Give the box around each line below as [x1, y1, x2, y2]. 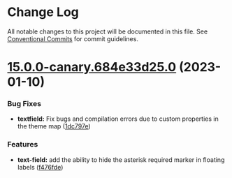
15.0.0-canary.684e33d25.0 [7, 59, 177, 75]
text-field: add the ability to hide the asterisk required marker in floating [17, 155, 225, 164]
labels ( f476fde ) [17, 163, 64, 171]
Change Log [7, 4, 79, 20]
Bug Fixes [7, 99, 42, 109]
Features [7, 140, 38, 149]
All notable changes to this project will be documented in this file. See [7, 27, 208, 36]
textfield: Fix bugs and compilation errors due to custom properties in [17, 114, 219, 123]
